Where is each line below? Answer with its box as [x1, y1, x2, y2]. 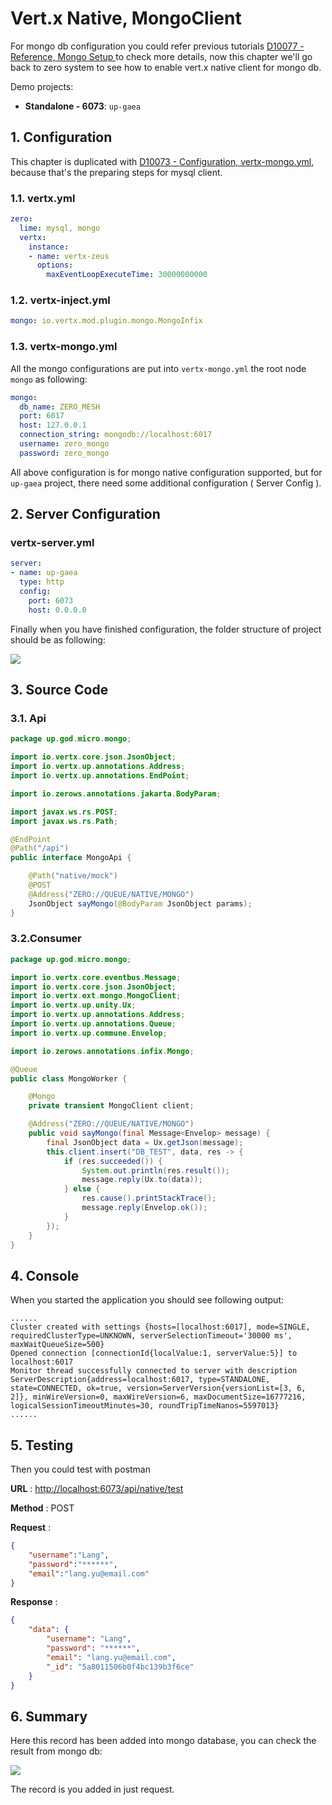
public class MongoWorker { [10, 1073, 128, 1084]
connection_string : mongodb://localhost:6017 [19, 430, 213, 440]
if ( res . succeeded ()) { [63, 1156, 163, 1166]
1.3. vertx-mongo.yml [10, 340, 118, 354]
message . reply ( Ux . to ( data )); [81, 1175, 203, 1185]
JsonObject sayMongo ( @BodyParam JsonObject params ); [28, 898, 253, 909]
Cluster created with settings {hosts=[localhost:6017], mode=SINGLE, [10, 1322, 311, 1332]
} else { [63, 1184, 101, 1194]
